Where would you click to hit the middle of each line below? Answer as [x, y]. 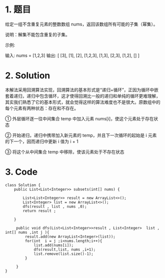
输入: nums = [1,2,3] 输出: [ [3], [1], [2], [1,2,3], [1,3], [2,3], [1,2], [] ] [72, 55]
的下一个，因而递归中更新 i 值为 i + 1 [42, 141]
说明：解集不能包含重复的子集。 [37, 34]
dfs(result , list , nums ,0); [55, 206]
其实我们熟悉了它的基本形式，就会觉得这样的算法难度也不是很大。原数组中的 [83, 102]
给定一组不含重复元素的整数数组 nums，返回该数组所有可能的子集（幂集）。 [82, 24]
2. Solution [28, 76]
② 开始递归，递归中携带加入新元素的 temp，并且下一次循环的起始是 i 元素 [81, 135]
